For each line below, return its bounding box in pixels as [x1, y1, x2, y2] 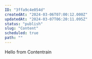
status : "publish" [4, 21, 43, 26]
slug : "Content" [4, 26, 38, 31]
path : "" [4, 35, 23, 40]
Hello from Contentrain [4, 48, 52, 55]
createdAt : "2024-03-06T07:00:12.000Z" [4, 12, 88, 17]
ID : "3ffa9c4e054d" [4, 7, 45, 12]
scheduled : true [4, 30, 38, 35]
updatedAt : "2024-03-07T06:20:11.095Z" [4, 16, 88, 21]
